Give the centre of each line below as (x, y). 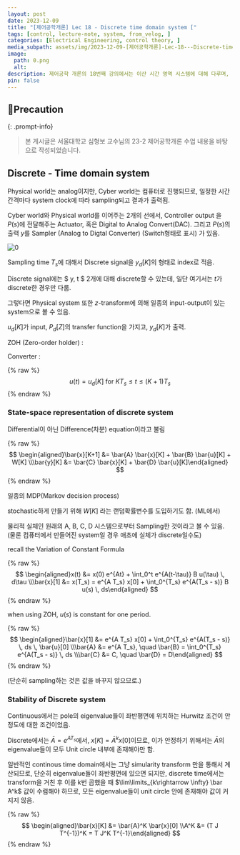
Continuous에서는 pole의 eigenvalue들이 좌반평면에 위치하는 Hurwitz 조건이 (115, 716)
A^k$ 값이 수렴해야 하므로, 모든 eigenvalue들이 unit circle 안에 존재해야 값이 (114, 791)
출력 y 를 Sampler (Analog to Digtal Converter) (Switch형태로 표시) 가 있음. (114, 233)
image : (17, 54)
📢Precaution (36, 109)
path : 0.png (32, 61)
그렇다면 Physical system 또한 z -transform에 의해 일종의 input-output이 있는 (116, 302)
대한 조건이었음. (48, 724)
